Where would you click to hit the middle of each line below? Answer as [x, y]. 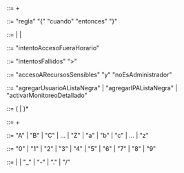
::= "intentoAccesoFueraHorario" [53, 48]
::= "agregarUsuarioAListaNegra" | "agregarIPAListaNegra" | [92, 88]
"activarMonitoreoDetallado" [47, 95]
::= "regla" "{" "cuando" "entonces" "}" [62, 21]
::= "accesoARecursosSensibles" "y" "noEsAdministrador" [89, 74]
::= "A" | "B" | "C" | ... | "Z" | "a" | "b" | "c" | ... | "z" [78, 135]
